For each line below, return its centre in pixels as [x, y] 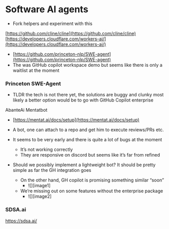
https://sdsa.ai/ [21, 221]
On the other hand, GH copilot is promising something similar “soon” [92, 180]
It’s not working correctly [46, 149]
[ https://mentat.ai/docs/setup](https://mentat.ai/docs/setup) [76, 120]
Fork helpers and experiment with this [53, 23]
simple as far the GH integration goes [52, 170]
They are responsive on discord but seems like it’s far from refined [90, 155]
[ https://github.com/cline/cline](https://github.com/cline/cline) [71, 33]
